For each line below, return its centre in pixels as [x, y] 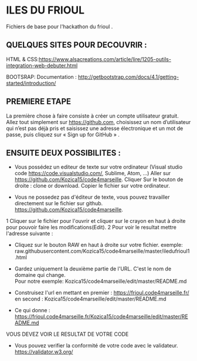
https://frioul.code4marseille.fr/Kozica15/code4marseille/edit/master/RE [101, 317]
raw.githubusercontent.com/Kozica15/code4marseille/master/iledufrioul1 [102, 251]
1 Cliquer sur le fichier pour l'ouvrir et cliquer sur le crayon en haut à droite [96, 221]
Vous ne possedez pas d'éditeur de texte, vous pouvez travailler [92, 197]
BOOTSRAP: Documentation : [42, 76]
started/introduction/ [31, 83]
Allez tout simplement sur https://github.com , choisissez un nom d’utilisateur [98, 122]
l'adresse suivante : [30, 233]
